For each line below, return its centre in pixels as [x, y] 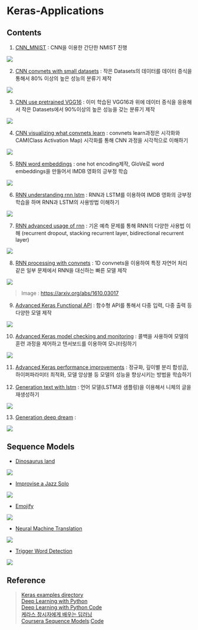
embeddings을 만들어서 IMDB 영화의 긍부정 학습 [72, 171]
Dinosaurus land [35, 461]
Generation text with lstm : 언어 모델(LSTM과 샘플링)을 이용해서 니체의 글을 [103, 387]
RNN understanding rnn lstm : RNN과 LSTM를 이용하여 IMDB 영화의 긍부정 [103, 195]
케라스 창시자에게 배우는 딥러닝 [57, 614]
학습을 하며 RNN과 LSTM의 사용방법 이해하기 [67, 202]
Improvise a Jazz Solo [42, 483]
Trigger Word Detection [44, 551]
